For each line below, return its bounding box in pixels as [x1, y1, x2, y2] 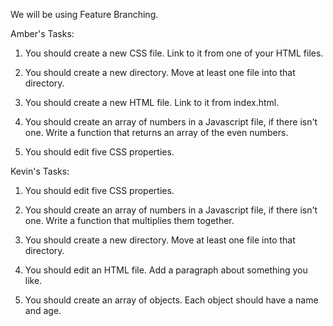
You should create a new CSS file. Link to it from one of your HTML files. [24, 47, 324, 59]
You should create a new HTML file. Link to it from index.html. [24, 97, 280, 108]
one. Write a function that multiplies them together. [24, 215, 235, 226]
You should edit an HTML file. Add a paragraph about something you [24, 264, 308, 276]
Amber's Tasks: [10, 28, 75, 39]
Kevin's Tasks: [10, 165, 70, 177]
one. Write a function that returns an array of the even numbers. [24, 127, 289, 138]
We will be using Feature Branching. [10, 9, 159, 20]
